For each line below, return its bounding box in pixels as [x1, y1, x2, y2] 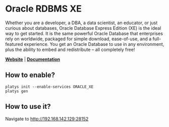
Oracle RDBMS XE [5, 3, 82, 15]
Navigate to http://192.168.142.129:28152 [5, 115, 89, 121]
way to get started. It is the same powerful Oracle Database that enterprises [5, 30, 163, 36]
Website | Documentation [5, 56, 61, 62]
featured [5, 41, 23, 47]
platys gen [5, 89, 28, 94]
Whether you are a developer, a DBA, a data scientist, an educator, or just [5, 20, 158, 26]
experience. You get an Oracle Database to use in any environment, [24, 41, 164, 47]
